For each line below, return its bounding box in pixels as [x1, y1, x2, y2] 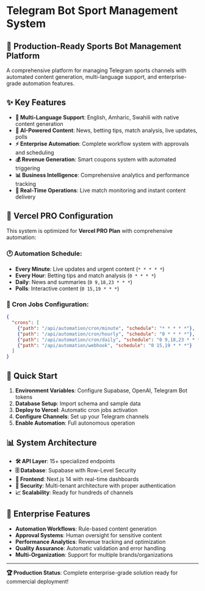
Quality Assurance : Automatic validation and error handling [15, 545, 166, 552]
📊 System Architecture [6, 438, 97, 448]
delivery [15, 193, 36, 200]
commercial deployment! [6, 578, 69, 585]
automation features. [22, 80, 75, 87]
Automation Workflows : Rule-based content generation [15, 525, 157, 532]
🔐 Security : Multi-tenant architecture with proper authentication [15, 482, 176, 489]
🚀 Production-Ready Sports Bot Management [6, 41, 182, 51]
